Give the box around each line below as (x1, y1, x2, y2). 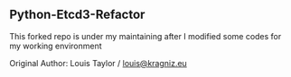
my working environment (9, 40, 102, 51)
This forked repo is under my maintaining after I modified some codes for (9, 30, 282, 41)
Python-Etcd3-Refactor (9, 7, 145, 22)
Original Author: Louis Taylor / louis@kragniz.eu (9, 57, 187, 68)
